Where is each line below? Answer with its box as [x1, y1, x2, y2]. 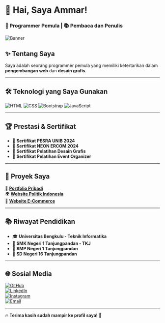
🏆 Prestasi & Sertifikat [5, 122, 76, 131]
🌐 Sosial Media [5, 269, 52, 278]
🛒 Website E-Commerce [5, 198, 55, 204]
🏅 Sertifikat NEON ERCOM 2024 [12, 143, 79, 149]
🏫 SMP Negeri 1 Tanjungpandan [12, 245, 78, 251]
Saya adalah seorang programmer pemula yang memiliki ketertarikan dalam [5, 62, 158, 68]
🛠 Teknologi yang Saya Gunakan [5, 87, 108, 95]
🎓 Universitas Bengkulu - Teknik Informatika [12, 233, 107, 239]
